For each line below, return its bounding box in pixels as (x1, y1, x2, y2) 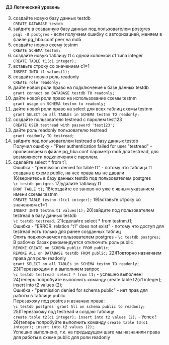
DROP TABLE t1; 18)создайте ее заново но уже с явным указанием (13, 186, 154, 192)
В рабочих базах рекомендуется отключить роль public (13, 239, 133, 246)
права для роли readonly (13, 255, 66, 261)
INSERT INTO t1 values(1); (13, 69, 70, 75)
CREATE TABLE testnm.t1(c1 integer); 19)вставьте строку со (13, 196, 141, 203)
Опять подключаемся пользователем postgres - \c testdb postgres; (13, 234, 161, 240)
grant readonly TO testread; (13, 134, 74, 139)
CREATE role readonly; (13, 80, 61, 85)
